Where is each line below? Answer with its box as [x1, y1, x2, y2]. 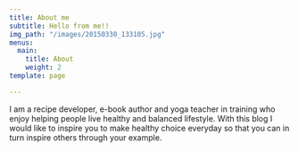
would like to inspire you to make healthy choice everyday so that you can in [9, 122, 290, 133]
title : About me [9, 13, 70, 22]
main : [17, 46, 38, 55]
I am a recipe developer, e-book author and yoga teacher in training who [9, 104, 276, 114]
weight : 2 [25, 63, 62, 72]
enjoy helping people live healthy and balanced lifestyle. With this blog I [9, 113, 273, 123]
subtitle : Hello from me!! [9, 21, 110, 30]
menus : [9, 38, 34, 47]
